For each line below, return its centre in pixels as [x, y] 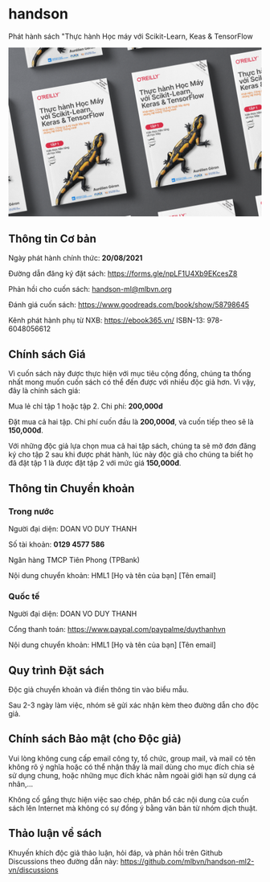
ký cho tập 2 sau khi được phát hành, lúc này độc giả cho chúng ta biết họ [131, 454]
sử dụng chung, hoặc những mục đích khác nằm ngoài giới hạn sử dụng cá [133, 775]
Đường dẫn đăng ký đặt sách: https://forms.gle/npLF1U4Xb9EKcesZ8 [123, 273]
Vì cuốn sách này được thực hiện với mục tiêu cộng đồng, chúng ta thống [130, 374]
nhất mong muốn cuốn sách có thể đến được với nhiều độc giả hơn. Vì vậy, [132, 382]
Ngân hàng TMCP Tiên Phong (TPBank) [74, 560]
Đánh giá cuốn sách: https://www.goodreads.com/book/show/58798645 [129, 305]
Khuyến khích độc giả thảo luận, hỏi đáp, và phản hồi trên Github [116, 852]
